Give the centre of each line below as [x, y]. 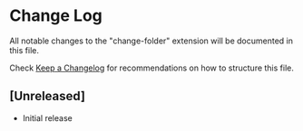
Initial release [47, 117]
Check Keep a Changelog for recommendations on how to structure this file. [152, 68]
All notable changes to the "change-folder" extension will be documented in [151, 41]
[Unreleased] [48, 96]
